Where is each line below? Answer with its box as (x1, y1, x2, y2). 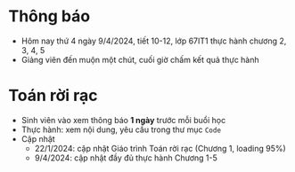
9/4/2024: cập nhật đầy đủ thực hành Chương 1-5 (34, 152, 217, 163)
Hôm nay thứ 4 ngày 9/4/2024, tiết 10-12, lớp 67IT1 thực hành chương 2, (20, 35, 287, 46)
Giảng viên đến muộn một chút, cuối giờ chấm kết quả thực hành (20, 54, 259, 65)
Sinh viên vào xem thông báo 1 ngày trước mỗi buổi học (20, 114, 226, 125)
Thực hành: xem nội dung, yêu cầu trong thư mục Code (20, 124, 222, 135)
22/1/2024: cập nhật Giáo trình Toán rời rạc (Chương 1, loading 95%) (34, 143, 286, 153)
